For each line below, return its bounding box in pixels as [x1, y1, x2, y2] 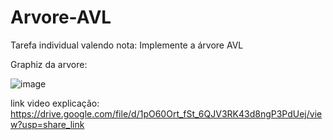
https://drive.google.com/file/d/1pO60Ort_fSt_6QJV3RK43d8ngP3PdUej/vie [10, 107, 323, 120]
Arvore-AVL [10, 6, 112, 29]
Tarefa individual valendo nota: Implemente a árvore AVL [10, 39, 244, 51]
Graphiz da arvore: [10, 58, 88, 70]
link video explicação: [10, 97, 100, 109]
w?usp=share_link [10, 118, 85, 130]
